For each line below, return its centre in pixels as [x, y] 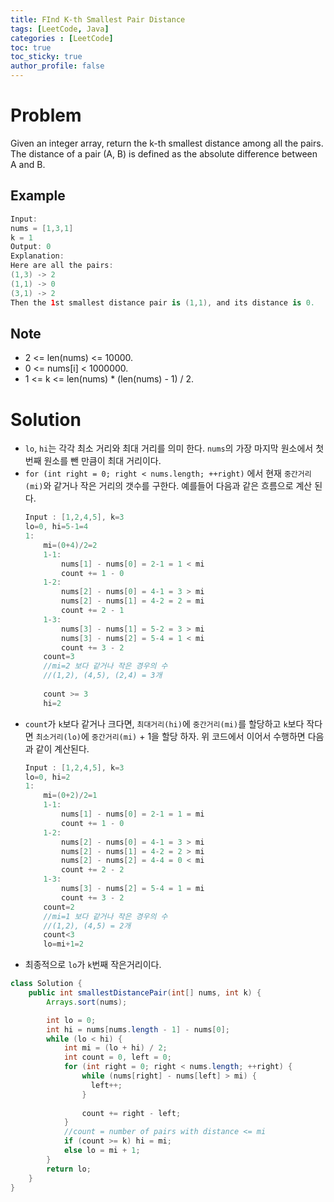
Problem [46, 115]
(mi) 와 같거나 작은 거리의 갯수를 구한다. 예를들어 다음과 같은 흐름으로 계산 [168, 486]
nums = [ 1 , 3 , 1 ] [42, 228]
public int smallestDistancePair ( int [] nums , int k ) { [145, 993]
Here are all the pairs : [62, 266]
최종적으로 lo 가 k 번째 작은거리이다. [93, 965]
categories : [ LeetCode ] [62, 38]
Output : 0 [31, 247]
